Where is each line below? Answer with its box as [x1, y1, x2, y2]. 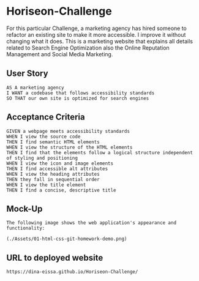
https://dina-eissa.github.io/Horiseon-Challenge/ [6, 269, 138, 275]
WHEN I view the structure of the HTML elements [6, 144, 133, 151]
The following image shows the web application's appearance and [6, 220, 176, 226]
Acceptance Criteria [6, 112, 85, 122]
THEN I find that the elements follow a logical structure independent [6, 149, 193, 155]
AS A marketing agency [6, 84, 64, 91]
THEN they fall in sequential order [6, 176, 100, 182]
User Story [6, 69, 48, 79]
